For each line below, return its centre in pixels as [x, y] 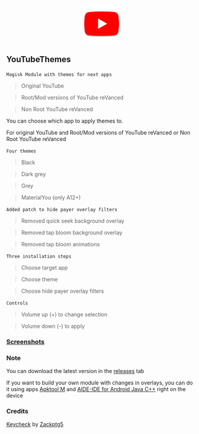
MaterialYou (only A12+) [51, 197]
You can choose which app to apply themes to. [65, 121]
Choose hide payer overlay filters [62, 291]
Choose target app [44, 267]
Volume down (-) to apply [53, 326]
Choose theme [40, 279]
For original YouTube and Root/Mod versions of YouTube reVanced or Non [98, 132]
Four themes [21, 151]
